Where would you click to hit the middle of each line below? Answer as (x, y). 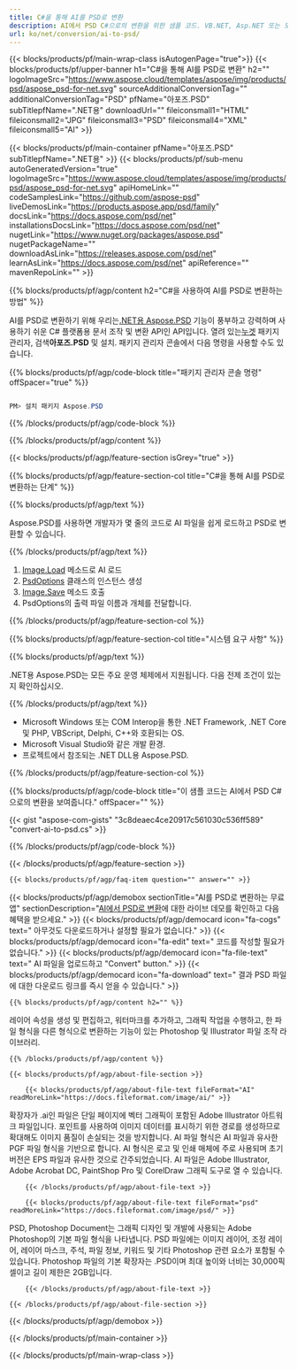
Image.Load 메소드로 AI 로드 (72, 570)
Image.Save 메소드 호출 (64, 592)
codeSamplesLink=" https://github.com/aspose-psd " (105, 197)
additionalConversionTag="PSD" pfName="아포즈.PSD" (110, 99)
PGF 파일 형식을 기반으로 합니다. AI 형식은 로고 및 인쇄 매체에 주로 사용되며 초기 (146, 1149)
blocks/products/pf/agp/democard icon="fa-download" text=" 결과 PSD (140, 975)
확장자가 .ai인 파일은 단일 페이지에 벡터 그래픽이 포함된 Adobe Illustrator (134, 1115)
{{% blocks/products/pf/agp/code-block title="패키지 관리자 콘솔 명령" (136, 373)
